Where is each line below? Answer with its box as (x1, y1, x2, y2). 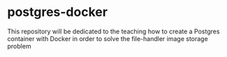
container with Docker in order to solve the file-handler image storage (7, 34, 208, 42)
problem (7, 42, 31, 50)
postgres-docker (7, 4, 108, 20)
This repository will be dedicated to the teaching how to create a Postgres (7, 27, 220, 35)
